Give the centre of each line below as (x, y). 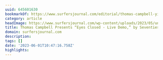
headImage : (16, 23)
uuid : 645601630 (21, 9)
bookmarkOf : (17, 14)
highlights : (17, 50)
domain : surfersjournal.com (33, 32)
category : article (24, 18)
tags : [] (14, 41)
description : (18, 37)
